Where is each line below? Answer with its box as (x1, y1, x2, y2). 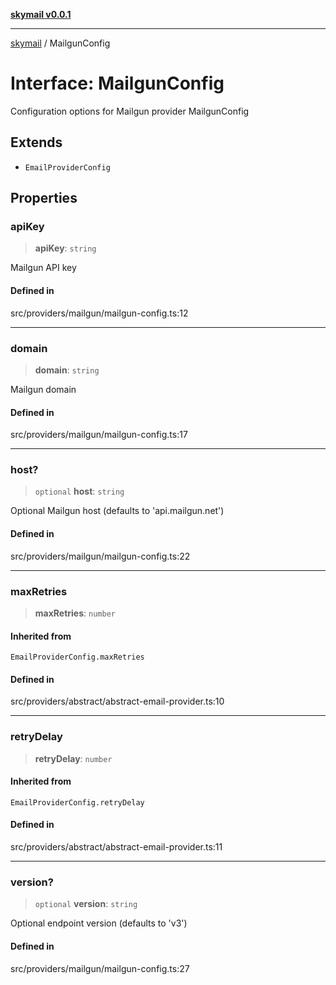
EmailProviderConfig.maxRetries (10, 652, 145, 663)
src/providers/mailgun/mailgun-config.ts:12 (10, 307, 189, 319)
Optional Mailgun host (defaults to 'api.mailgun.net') (10, 505, 225, 517)
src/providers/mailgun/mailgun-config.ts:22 (10, 550, 191, 562)
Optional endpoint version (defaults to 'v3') (10, 917, 188, 929)
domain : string (34, 364, 100, 376)
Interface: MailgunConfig (10, 72, 225, 95)
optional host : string (34, 485, 125, 498)
